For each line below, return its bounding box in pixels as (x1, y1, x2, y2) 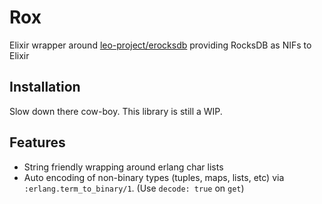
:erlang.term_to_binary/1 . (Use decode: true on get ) (23, 182, 245, 194)
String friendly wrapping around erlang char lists (23, 161, 224, 173)
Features (9, 134, 66, 151)
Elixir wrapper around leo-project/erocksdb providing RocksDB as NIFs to (9, 39, 312, 51)
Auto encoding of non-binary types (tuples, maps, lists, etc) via (23, 171, 285, 183)
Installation (9, 79, 81, 96)
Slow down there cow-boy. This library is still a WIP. (9, 105, 223, 117)
